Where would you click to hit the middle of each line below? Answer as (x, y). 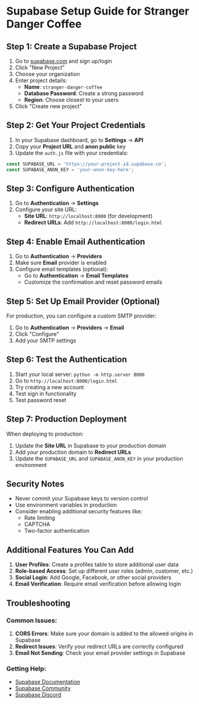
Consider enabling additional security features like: (79, 511)
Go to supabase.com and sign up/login (63, 61)
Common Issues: (32, 620)
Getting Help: (26, 668)
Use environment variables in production (66, 505)
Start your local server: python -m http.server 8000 (80, 374)
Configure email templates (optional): (61, 269)
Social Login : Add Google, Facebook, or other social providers (93, 578)
